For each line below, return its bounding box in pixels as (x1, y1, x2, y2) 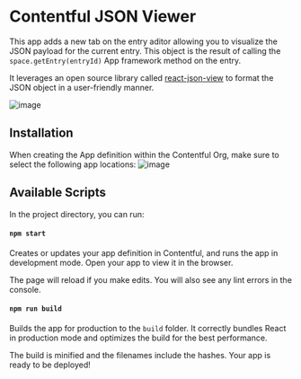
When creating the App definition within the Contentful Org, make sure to (9, 149, 280, 160)
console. (9, 284, 42, 295)
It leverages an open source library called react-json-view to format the (9, 72, 274, 83)
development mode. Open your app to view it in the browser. (9, 257, 234, 268)
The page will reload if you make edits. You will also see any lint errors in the (9, 274, 292, 285)
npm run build (9, 304, 63, 313)
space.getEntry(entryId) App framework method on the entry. (9, 55, 242, 66)
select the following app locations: (9, 159, 137, 170)
